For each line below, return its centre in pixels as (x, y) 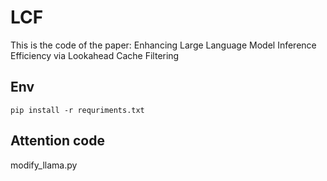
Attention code (57, 141)
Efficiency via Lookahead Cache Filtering (95, 55)
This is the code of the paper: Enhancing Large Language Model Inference (163, 45)
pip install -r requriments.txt (77, 110)
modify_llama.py (44, 165)
